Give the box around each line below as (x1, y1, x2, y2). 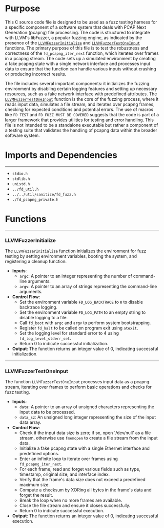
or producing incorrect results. (5, 71, 67, 77)
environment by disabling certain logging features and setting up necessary (5, 86, 158, 91)
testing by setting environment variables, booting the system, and (5, 253, 137, 259)
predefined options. (19, 451, 60, 457)
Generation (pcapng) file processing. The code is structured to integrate (5, 29, 150, 35)
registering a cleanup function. (5, 259, 67, 264)
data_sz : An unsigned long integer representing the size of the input (19, 414, 156, 420)
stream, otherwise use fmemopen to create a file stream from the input (19, 435, 158, 441)
